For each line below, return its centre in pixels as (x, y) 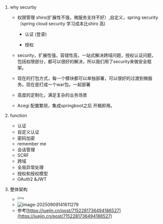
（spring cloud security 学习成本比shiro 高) (61, 24)
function (18, 115)
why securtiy (23, 7)
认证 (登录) (36, 34)
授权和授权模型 (33, 174)
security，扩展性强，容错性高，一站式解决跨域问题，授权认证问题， (86, 55)
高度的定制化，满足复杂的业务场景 (52, 95)
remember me (32, 144)
